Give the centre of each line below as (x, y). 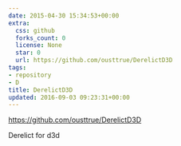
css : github (35, 30)
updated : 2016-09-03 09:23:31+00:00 (69, 97)
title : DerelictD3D (41, 90)
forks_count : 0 (41, 38)
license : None (39, 45)
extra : (19, 23)
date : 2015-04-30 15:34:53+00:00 (64, 16)
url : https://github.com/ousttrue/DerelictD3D (94, 61)
